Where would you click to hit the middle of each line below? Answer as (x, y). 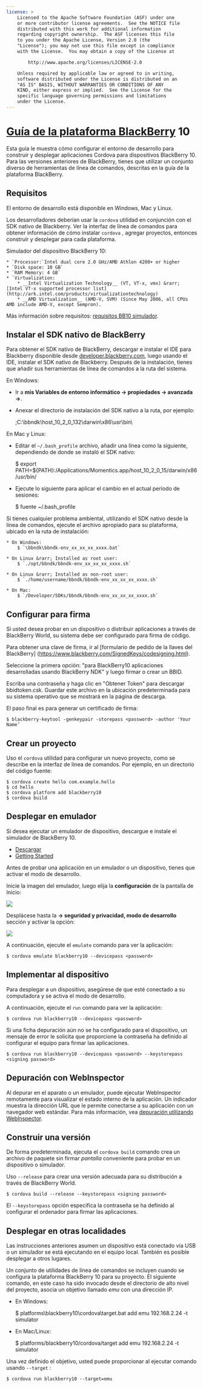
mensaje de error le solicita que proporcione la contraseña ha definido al (97, 1036)
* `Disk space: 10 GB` (35, 267)
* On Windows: (24, 543)
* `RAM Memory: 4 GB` (34, 273)
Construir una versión (48, 1137)
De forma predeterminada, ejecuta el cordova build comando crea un (93, 1152)
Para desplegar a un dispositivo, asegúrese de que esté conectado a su (96, 989)
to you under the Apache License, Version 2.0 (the (84, 40)
